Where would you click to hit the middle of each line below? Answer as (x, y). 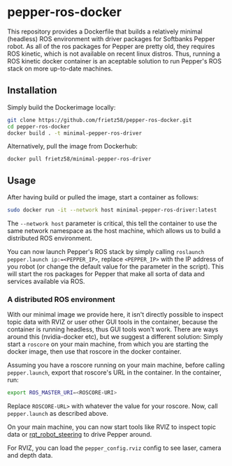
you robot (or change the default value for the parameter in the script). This (116, 266)
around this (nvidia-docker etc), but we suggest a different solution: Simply (115, 337)
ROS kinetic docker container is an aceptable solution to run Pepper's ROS (115, 61)
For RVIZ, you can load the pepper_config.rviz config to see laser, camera (114, 448)
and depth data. (30, 456)
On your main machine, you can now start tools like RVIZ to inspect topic (112, 427)
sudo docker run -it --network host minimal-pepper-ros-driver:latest (112, 210)
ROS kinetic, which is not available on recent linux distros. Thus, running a (114, 54)
